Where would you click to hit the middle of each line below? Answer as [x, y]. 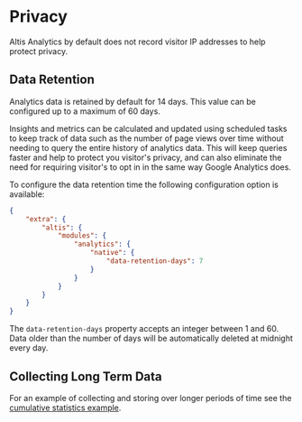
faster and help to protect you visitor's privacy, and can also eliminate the [146, 157]
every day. [29, 348]
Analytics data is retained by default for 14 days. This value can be [133, 101]
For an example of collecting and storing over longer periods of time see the [151, 398]
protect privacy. [39, 51]
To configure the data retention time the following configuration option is [144, 184]
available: [27, 194]
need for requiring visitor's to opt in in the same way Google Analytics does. [150, 167]
